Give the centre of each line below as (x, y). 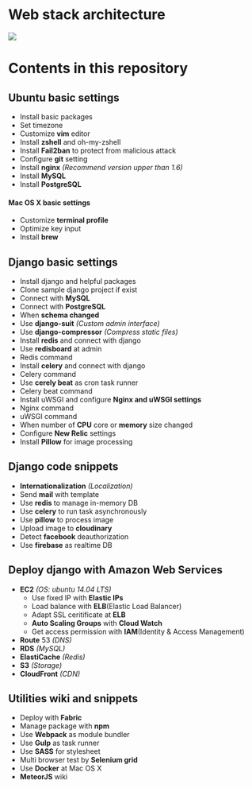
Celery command (48, 374)
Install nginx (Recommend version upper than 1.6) (101, 167)
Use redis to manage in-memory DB (79, 503)
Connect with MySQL (55, 298)
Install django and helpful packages (78, 281)
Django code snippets (63, 467)
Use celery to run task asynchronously (83, 511)
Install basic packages (56, 116)
